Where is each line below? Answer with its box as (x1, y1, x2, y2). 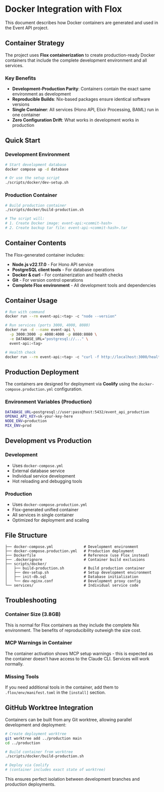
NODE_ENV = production (5, 419, 47, 424)
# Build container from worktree (5, 749, 73, 754)
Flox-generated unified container (12, 507, 79, 512)
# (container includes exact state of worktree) (5, 768, 106, 772)
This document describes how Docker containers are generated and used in (5, 20, 159, 25)
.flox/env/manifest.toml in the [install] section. (5, 690, 106, 696)
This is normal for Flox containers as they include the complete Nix (5, 622, 140, 628)
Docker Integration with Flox (5, 3, 122, 15)
